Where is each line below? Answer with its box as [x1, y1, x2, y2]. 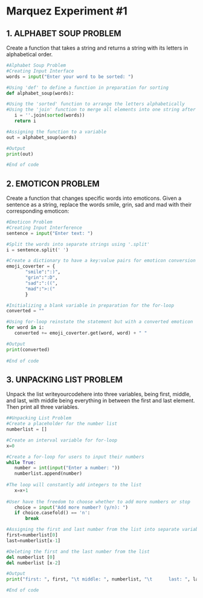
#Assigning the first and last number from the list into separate [6, 527, 180, 533]
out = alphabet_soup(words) [6, 134, 77, 140]
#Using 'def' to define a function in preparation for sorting [6, 85, 169, 91]
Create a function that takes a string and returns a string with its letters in [6, 44, 188, 51]
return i [14, 118, 36, 124]
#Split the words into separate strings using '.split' [6, 241, 150, 247]
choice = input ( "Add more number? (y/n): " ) [14, 504, 129, 510]
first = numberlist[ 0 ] [6, 532, 59, 538]
